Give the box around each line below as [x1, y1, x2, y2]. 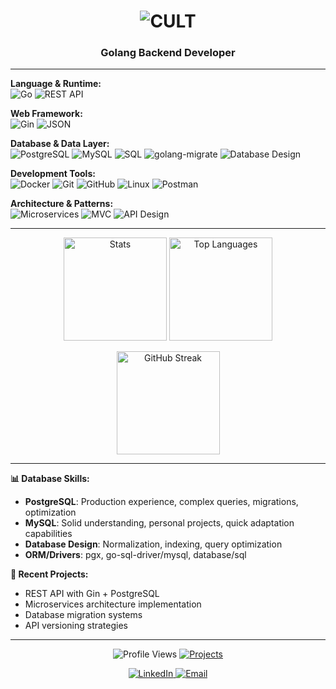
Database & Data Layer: [10, 138, 110, 150]
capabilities [24, 528, 73, 540]
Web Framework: [10, 108, 83, 120]
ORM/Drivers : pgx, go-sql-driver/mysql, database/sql [24, 549, 247, 561]
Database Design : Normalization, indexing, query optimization [24, 538, 283, 550]
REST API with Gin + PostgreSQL [24, 588, 160, 600]
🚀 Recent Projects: [10, 568, 89, 580]
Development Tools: [10, 168, 96, 180]
